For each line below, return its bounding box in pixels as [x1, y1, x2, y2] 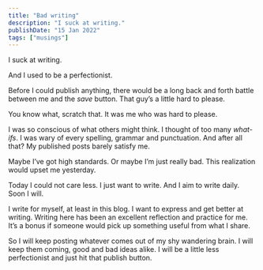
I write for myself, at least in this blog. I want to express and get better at [8, 204, 244, 214]
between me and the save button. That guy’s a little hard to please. [8, 94, 225, 103]
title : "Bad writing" [8, 11, 80, 20]
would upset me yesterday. [8, 165, 96, 174]
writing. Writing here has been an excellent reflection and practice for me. [8, 212, 248, 222]
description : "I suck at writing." [8, 19, 126, 27]
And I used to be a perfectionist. [8, 70, 113, 80]
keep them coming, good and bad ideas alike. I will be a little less [8, 245, 220, 254]
